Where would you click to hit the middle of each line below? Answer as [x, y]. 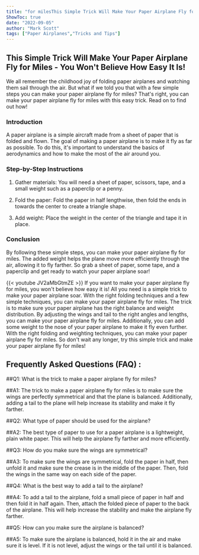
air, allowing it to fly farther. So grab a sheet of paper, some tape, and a [93, 265]
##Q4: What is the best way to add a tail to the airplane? [75, 486]
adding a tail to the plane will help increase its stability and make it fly [91, 403]
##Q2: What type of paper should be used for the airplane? [78, 421]
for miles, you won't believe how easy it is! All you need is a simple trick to [97, 289]
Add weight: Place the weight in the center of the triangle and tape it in [101, 218]
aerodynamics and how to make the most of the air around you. [84, 154]
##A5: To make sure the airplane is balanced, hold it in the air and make [94, 539]
